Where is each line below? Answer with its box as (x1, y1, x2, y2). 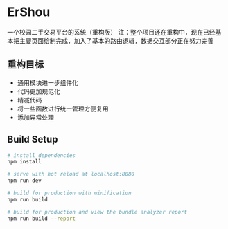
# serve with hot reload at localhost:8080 (7, 171, 135, 178)
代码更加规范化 (17, 87, 60, 95)
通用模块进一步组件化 (17, 78, 78, 86)
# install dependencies (7, 152, 76, 159)
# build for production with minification (7, 190, 132, 197)
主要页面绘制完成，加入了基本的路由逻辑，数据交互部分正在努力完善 (19, 36, 213, 45)
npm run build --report (7, 215, 76, 222)
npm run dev (7, 177, 42, 184)
